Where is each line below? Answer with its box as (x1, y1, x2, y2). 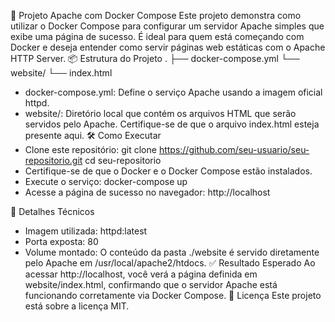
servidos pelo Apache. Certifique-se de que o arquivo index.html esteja (24, 118, 320, 130)
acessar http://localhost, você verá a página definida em (24, 268, 258, 280)
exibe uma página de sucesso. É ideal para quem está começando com (10, 31, 305, 42)
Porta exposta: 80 (24, 236, 99, 247)
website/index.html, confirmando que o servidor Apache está (24, 279, 278, 290)
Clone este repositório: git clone (24, 144, 157, 155)
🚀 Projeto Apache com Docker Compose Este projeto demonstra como (10, 10, 302, 21)
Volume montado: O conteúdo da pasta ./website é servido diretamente (24, 246, 320, 258)
